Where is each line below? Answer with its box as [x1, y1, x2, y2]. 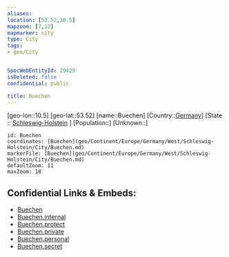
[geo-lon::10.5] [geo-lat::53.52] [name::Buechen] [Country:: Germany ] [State [7, 111, 223, 120]
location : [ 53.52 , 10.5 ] [7, 17, 76, 23]
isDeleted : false [7, 73, 57, 80]
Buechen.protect [17, 220, 66, 229]
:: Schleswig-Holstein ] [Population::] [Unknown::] [7, 119, 148, 127]
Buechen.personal [17, 235, 70, 243]
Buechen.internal [17, 213, 66, 221]
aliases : [7, 10, 32, 17]
